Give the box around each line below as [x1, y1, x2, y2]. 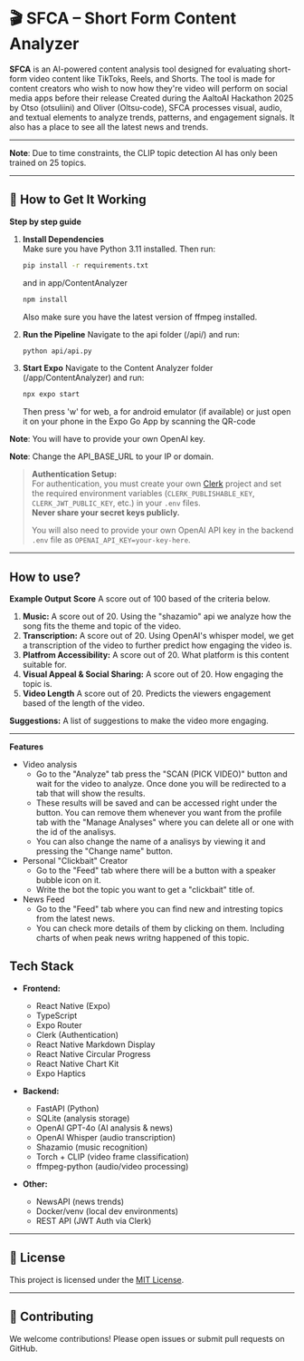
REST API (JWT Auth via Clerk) [35, 1215, 152, 1226]
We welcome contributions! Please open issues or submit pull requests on [9, 1333, 285, 1344]
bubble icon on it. [35, 875, 101, 886]
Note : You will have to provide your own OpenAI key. [9, 434, 206, 445]
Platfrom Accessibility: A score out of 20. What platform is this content [22, 650, 290, 661]
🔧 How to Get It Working [9, 192, 147, 208]
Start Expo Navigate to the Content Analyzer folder [22, 363, 214, 374]
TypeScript [35, 1010, 78, 1021]
